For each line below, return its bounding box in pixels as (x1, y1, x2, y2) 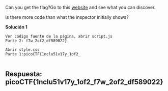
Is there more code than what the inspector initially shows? (5, 14, 129, 20)
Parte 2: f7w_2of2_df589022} (5, 38, 67, 43)
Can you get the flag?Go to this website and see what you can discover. (5, 5, 156, 10)
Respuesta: (5, 70, 42, 78)
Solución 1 (5, 24, 27, 30)
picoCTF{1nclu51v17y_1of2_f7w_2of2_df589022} (5, 78, 164, 86)
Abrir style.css (5, 47, 40, 52)
